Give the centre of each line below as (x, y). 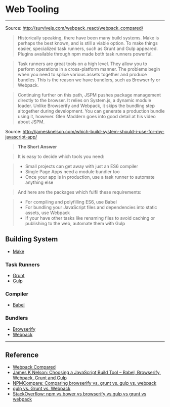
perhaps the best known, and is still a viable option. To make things (88, 43)
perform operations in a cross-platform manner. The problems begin (89, 69)
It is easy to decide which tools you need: (61, 156)
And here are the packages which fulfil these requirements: (79, 192)
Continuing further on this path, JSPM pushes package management (89, 95)
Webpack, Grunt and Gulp (39, 378)
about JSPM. (31, 122)
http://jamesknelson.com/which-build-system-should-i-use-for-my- (93, 131)
